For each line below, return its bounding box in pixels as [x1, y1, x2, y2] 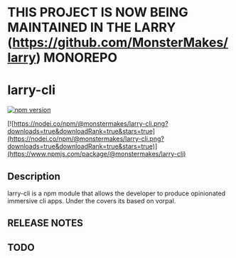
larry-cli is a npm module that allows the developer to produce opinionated [7, 189, 226, 198]
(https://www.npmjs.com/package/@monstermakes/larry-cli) [7, 150, 186, 158]
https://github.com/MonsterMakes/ [12, 35, 229, 50]
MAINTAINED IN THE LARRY [7, 19, 176, 36]
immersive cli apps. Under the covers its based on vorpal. [7, 196, 176, 205]
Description [7, 170, 60, 182]
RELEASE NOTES [7, 217, 84, 230]
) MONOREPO [36, 50, 118, 66]
